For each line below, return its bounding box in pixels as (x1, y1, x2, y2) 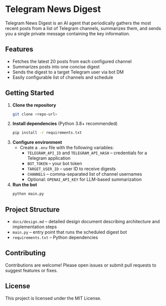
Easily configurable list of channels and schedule (12, 74, 114, 80)
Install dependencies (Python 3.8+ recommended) (12, 121, 118, 127)
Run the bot (12, 182, 37, 188)
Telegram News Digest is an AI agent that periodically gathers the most (5, 20, 151, 26)
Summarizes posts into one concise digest (12, 63, 100, 69)
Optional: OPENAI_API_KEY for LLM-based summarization (27, 176, 142, 183)
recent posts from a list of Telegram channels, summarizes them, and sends (5, 25, 161, 31)
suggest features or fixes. (5, 267, 58, 273)
